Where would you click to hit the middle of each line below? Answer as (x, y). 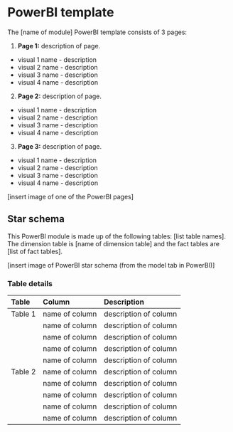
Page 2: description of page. (59, 96)
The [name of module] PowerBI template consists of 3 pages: (97, 32)
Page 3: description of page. (59, 146)
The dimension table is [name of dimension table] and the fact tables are (114, 243)
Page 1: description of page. (59, 46)
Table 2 (23, 372)
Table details (30, 283)
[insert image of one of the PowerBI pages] (70, 196)
